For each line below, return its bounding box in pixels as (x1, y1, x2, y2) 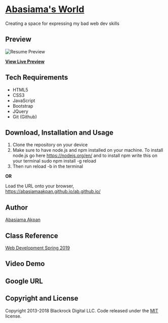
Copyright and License (5, 294, 78, 303)
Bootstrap (12, 103, 33, 109)
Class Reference (5, 231, 58, 240)
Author (5, 203, 28, 212)
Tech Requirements (5, 73, 68, 82)
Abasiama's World (5, 4, 85, 15)
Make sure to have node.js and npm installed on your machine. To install (12, 147, 163, 153)
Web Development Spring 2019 (5, 245, 70, 251)
